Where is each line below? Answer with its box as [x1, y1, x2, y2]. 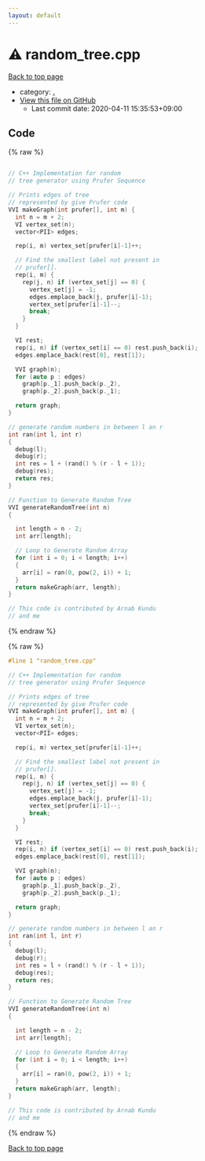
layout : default [8, 11, 61, 20]
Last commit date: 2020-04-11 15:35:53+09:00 [31, 103, 183, 113]
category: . [19, 87, 55, 96]
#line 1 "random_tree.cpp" [8, 657, 97, 665]
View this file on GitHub [19, 95, 97, 105]
